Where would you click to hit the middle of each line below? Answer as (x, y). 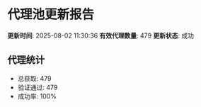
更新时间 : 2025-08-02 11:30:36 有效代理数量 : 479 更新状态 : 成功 (101, 35)
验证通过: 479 (38, 87)
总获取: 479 (34, 78)
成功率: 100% (37, 96)
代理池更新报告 (51, 15)
